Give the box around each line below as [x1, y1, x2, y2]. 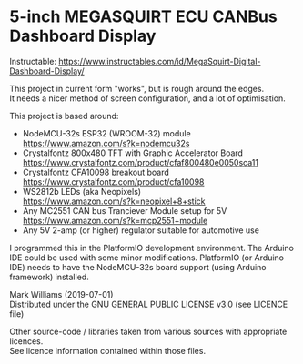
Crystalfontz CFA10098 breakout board [22, 167, 170, 177]
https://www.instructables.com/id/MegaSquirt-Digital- [58, 56, 261, 66]
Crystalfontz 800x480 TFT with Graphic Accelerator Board [22, 147, 244, 158]
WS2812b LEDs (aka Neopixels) [22, 186, 142, 197]
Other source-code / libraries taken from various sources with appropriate [9, 326, 288, 337]
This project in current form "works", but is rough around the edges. [9, 83, 265, 94]
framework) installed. [9, 271, 89, 282]
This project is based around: [9, 110, 119, 121]
